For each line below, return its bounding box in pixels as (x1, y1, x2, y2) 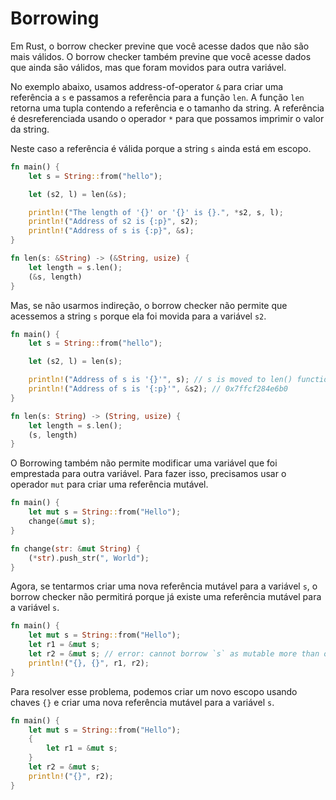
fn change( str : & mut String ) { (10, 543, 141, 554)
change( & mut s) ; (28, 517, 97, 527)
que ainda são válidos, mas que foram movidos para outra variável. (10, 61, 287, 73)
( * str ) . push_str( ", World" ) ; (28, 553, 150, 563)
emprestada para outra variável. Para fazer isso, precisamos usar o (10, 468, 287, 480)
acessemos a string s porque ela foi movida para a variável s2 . (10, 310, 267, 322)
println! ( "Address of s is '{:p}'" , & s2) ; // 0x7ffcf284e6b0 (28, 384, 288, 394)
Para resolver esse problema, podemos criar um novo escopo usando (10, 685, 298, 697)
